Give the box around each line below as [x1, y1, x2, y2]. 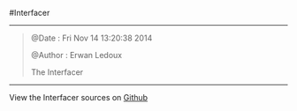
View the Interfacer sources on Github [9, 92, 148, 102]
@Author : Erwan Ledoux [30, 50, 122, 60]
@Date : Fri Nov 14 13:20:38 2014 [30, 33, 153, 43]
